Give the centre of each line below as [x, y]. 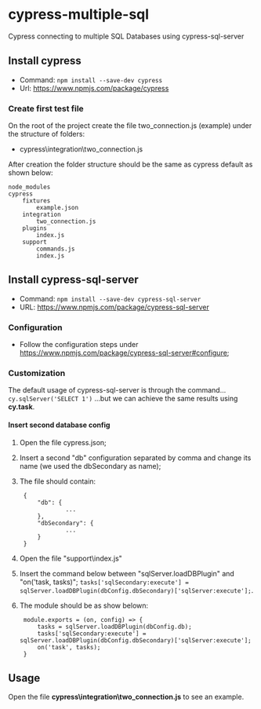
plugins [34, 228]
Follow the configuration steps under [79, 345]
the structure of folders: [46, 134]
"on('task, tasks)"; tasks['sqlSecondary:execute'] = [104, 582]
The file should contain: [58, 481]
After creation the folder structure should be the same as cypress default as [130, 164]
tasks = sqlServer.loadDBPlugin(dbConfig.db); [114, 627]
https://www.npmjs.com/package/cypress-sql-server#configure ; [124, 353]
